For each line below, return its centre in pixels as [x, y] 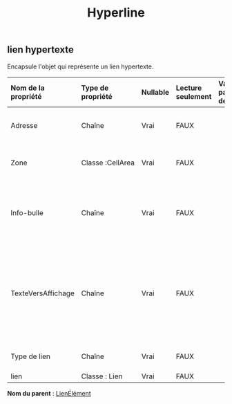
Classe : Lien [102, 376]
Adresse [24, 125]
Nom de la [28, 88]
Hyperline [116, 13]
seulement [194, 96]
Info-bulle [27, 212]
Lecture [189, 88]
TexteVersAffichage [42, 293]
